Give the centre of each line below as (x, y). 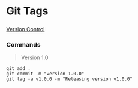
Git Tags (27, 11)
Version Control (25, 29)
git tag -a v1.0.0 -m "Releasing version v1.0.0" (70, 79)
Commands (23, 45)
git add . (19, 69)
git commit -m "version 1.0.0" (45, 74)
